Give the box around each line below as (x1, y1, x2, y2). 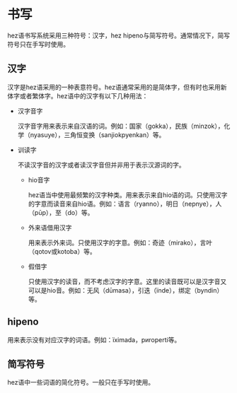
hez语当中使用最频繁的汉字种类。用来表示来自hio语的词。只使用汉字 (28, 190, 228, 199)
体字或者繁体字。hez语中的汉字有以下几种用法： (7, 91, 149, 100)
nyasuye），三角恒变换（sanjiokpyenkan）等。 (30, 130, 166, 139)
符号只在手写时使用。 (7, 40, 69, 48)
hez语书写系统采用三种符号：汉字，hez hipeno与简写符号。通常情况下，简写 (7, 31, 230, 40)
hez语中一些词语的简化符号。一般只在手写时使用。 (7, 378, 154, 387)
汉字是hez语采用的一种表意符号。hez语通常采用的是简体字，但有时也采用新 (7, 83, 227, 91)
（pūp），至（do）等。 (28, 208, 94, 216)
